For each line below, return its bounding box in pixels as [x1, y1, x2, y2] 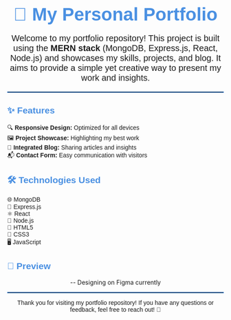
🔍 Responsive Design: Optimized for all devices [7, 123, 140, 131]
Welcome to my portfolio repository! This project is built [11, 33, 220, 43]
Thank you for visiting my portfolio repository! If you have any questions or [16, 299, 214, 307]
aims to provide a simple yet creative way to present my [10, 63, 221, 73]
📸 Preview [7, 260, 51, 271]
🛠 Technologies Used [7, 175, 101, 185]
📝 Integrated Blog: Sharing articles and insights [7, 143, 137, 151]
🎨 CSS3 [7, 231, 30, 239]
